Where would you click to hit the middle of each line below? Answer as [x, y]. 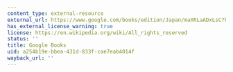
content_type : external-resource [55, 13]
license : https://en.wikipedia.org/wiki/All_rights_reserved [97, 33]
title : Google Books [37, 45]
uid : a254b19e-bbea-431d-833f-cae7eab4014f [71, 52]
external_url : [28, 20]
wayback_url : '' [31, 58]
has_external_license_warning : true [60, 26]
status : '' [23, 39]
